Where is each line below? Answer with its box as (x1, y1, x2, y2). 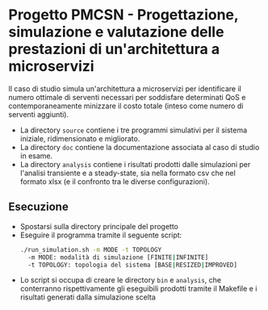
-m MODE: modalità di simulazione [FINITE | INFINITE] (27, 253, 209, 262)
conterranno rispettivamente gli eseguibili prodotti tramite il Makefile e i (19, 284, 258, 294)
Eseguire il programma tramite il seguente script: (19, 230, 182, 240)
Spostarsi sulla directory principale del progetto (19, 221, 179, 231)
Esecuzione (8, 200, 69, 214)
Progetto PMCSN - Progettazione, (8, 6, 239, 24)
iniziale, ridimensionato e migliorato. (19, 133, 140, 143)
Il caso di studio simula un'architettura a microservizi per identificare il (8, 83, 242, 94)
